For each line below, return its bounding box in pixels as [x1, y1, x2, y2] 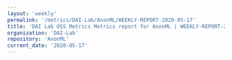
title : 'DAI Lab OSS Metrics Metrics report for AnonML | [7, 23, 177, 30]
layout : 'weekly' [7, 10, 57, 17]
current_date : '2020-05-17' [7, 42, 88, 49]
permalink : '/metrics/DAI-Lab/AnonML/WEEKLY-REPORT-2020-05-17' [7, 17, 196, 23]
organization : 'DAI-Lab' [7, 29, 79, 37]
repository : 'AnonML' [7, 36, 70, 43]
